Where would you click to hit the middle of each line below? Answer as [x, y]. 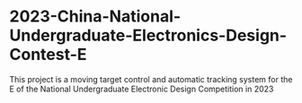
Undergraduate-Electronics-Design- [148, 35]
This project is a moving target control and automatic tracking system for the [151, 79]
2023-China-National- [95, 17]
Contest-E [48, 55]
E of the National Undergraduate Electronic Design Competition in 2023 [142, 89]
